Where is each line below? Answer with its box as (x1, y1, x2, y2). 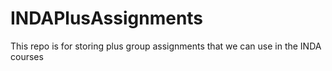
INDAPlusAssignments (10, 7, 204, 30)
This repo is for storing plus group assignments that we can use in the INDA (10, 40, 322, 52)
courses (10, 50, 44, 62)
